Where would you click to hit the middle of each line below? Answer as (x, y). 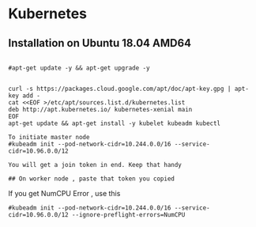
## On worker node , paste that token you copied (92, 179)
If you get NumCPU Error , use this (64, 193)
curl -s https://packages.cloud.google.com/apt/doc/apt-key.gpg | (120, 89)
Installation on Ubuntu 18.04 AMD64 (100, 43)
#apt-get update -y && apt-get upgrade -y (79, 68)
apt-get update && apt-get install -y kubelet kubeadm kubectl (115, 123)
